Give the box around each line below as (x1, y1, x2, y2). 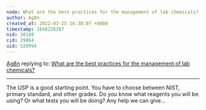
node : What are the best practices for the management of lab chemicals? (6, 9, 199, 15)
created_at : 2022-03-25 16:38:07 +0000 (6, 20, 109, 26)
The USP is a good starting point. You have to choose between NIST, (6, 84, 180, 91)
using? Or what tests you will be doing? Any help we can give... (6, 97, 166, 104)
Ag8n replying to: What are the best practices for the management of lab (6, 59, 190, 67)
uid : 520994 (6, 43, 37, 50)
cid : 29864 (6, 37, 34, 43)
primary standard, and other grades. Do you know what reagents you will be (6, 90, 199, 98)
